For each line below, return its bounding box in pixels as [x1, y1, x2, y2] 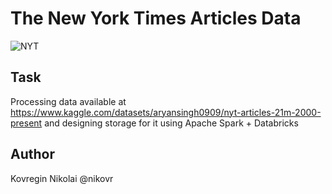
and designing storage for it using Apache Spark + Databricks [44, 117, 299, 129]
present [10, 117, 43, 129]
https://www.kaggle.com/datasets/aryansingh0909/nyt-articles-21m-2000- [10, 106, 322, 118]
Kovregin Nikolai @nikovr [10, 172, 114, 184]
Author [10, 146, 55, 163]
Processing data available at [10, 95, 127, 107]
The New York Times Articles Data [10, 7, 302, 30]
